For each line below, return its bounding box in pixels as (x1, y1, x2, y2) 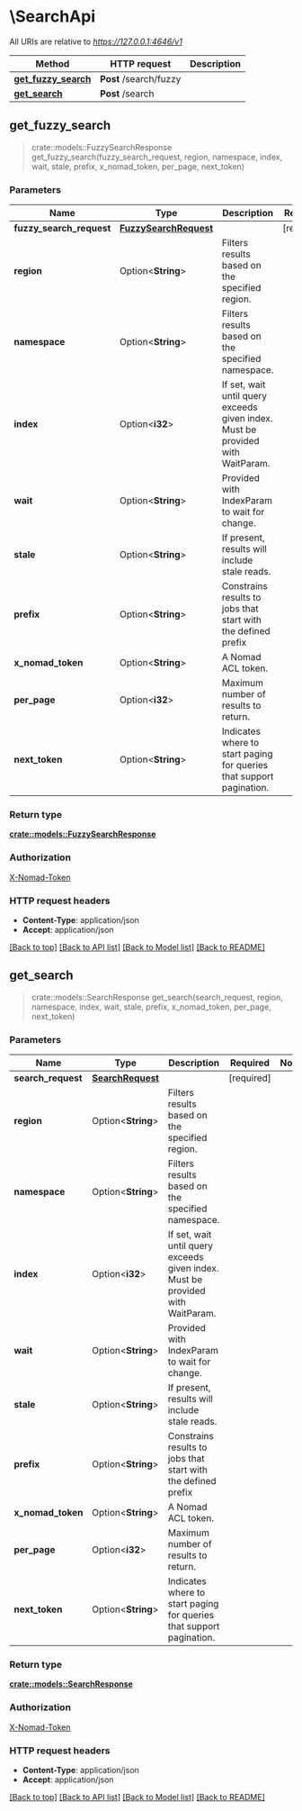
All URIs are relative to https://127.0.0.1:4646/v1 (9, 36, 182, 47)
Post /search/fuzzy (100, 72, 182, 85)
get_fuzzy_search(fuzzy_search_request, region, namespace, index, (31, 151, 283, 162)
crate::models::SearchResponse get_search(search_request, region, (31, 992, 283, 1002)
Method (35, 57, 70, 69)
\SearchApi (9, 6, 96, 27)
